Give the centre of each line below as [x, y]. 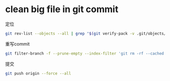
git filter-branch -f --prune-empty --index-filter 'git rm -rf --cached [85, 53]
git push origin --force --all [38, 73]
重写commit [17, 44]
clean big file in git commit [62, 9]
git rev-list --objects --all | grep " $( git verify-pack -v [70, 33]
